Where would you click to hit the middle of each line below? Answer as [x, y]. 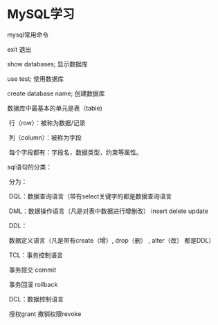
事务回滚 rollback [33, 284]
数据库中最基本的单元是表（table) [55, 108]
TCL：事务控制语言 [36, 255]
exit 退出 [19, 49]
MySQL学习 [41, 14]
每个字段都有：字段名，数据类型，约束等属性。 [75, 152]
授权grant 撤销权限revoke [45, 314]
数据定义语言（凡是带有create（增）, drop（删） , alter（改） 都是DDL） [112, 240]
